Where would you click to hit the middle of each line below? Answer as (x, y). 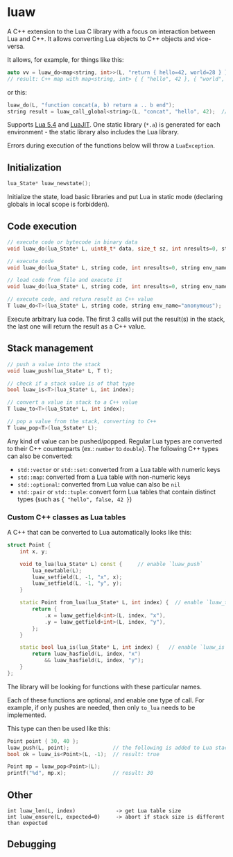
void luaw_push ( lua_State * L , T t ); (60, 371)
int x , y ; (34, 551)
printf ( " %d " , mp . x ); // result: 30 (80, 773)
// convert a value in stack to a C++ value (72, 402)
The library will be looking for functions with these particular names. (105, 686)
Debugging (32, 844)
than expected (28, 823)
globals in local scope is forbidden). (58, 204)
